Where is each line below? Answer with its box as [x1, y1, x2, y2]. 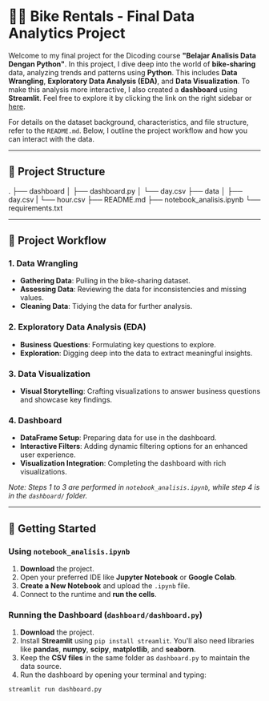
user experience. [19, 450, 76, 459]
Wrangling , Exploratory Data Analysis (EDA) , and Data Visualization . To [8, 76, 251, 86]
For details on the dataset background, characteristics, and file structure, [8, 117, 249, 126]
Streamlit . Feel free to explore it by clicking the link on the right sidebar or [8, 93, 252, 102]
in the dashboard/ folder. [8, 491, 88, 501]
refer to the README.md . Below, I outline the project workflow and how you [8, 126, 248, 135]
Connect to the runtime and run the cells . [19, 590, 158, 599]
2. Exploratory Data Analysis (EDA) [8, 322, 147, 333]
